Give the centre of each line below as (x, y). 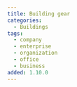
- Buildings (31, 27)
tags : (15, 33)
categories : (24, 20)
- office (26, 60)
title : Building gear (39, 14)
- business (29, 66)
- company (28, 40)
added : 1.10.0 (28, 72)
